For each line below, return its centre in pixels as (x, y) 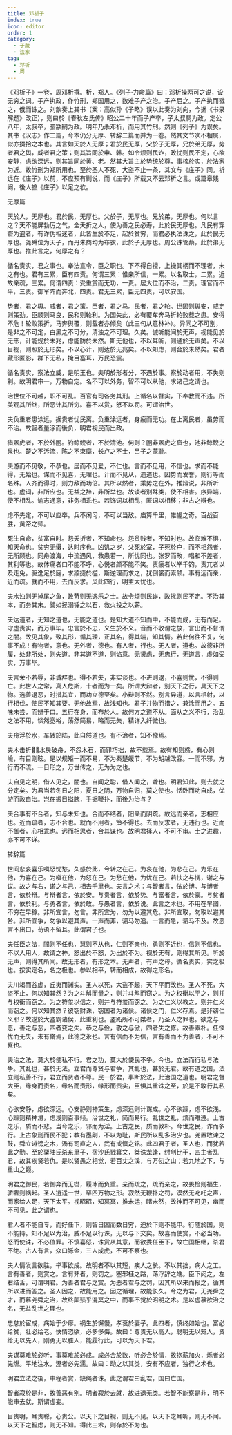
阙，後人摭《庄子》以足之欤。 (49, 186)
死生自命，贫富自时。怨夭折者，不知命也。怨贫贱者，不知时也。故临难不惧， (116, 538)
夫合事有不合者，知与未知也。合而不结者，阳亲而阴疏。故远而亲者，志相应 (113, 813)
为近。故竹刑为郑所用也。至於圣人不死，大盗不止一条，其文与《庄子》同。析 (116, 169)
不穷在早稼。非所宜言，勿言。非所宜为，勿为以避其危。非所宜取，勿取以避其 (116, 912)
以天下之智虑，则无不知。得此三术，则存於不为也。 (80, 1425)
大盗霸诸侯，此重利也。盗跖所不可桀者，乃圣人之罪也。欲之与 (131, 1019)
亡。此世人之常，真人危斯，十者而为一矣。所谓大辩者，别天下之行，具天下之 (116, 686)
